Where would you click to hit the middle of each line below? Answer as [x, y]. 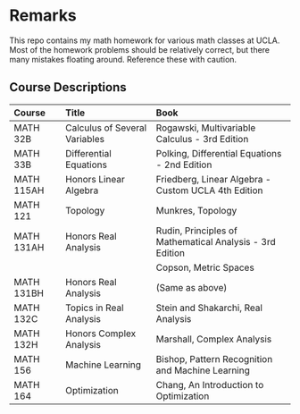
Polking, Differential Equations [219, 153]
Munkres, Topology [196, 210]
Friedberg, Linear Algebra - [213, 179]
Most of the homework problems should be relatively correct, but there [140, 49]
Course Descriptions [68, 87]
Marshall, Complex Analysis [214, 339]
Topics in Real [95, 308]
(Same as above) [192, 287]
